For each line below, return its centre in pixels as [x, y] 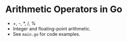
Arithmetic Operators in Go [64, 9]
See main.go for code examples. [46, 34]
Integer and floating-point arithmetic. [52, 28]
